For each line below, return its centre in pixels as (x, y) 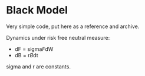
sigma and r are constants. (38, 66)
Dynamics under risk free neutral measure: (58, 37)
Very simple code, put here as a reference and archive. (73, 26)
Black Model (37, 10)
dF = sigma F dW (34, 49)
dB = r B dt (26, 55)
